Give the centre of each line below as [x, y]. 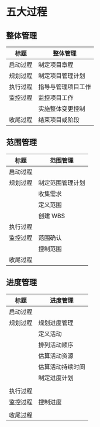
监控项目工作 [56, 98]
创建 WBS [52, 216]
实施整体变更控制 [62, 109]
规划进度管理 [56, 323]
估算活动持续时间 [62, 367]
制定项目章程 [56, 65]
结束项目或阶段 [59, 120]
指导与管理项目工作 [65, 87]
